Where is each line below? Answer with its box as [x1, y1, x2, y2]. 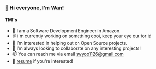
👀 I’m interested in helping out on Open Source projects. [12, 40, 128, 46]
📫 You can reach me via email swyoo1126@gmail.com [12, 51, 124, 57]
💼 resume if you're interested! [12, 58, 74, 64]
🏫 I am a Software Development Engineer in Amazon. [12, 28, 121, 34]
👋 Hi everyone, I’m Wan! [5, 4, 64, 11]
